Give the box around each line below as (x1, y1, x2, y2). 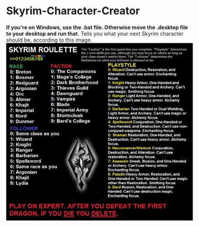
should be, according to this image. (6, 36, 92, 43)
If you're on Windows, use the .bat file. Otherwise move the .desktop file (6, 24, 188, 31)
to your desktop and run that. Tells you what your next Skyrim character (6, 30, 184, 37)
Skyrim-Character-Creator (6, 4, 140, 18)
